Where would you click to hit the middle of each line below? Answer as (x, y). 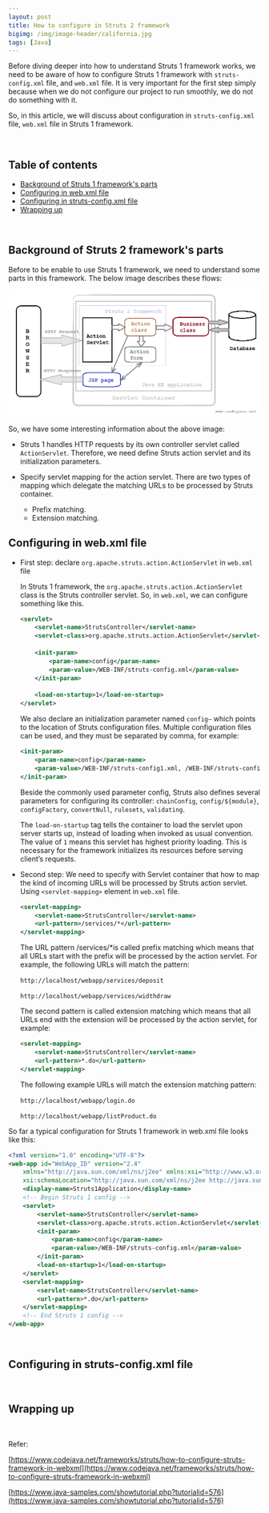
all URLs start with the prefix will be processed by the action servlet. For (139, 956)
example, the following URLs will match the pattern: (104, 964)
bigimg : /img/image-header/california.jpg (80, 34)
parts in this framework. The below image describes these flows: (115, 278)
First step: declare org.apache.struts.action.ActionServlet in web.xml (137, 562)
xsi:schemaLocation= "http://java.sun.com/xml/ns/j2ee (114, 1181)
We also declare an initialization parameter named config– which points (138, 719)
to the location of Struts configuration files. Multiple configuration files (136, 727)
